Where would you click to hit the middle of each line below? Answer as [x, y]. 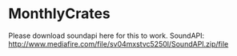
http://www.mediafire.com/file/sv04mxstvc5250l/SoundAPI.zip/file [118, 43]
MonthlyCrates [59, 14]
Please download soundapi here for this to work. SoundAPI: [106, 35]
